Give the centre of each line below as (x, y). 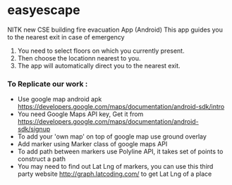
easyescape (44, 10)
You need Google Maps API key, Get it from (80, 114)
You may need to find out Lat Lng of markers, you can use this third (115, 167)
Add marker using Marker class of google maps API (92, 144)
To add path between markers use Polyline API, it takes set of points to (120, 152)
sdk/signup (34, 129)
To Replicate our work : (48, 84)
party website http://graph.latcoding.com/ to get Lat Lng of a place (115, 174)
